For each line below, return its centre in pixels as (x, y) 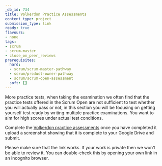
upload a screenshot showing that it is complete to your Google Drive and (80, 133)
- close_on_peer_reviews (30, 55)
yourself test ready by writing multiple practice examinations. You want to (79, 113)
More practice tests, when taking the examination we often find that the (77, 97)
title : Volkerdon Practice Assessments (46, 14)
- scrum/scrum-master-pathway (40, 69)
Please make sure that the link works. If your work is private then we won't (80, 147)
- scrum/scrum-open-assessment (41, 78)
